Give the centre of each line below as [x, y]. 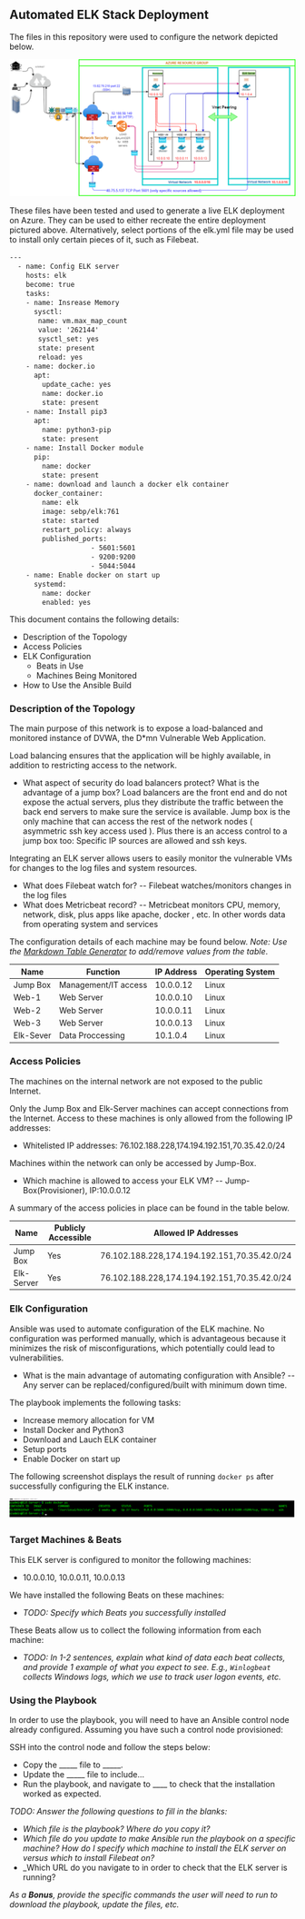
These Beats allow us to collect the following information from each [135, 1630]
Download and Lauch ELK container [89, 1439]
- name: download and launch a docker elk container [128, 484]
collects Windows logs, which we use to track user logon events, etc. [152, 1677]
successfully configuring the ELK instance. [89, 1486]
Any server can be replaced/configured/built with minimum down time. [155, 1385]
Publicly [70, 1228]
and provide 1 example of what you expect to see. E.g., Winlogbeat [147, 1667]
